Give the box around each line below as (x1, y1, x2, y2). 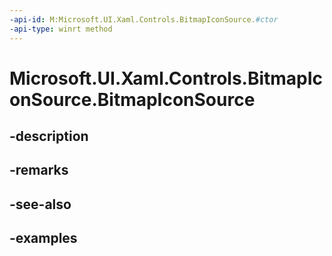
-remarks (9, 162, 69, 179)
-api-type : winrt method (9, 24, 113, 34)
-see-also (9, 196, 72, 213)
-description (9, 128, 89, 145)
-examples (9, 230, 78, 247)
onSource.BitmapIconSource (9, 88, 256, 111)
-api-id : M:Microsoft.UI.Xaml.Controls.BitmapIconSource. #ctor (9, 14, 279, 25)
